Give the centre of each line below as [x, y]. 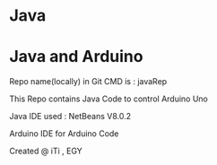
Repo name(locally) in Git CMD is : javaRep [88, 82]
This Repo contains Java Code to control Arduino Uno [109, 99]
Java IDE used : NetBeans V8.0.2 [70, 117]
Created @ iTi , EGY [46, 151]
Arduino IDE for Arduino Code [64, 134]
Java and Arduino [76, 57]
